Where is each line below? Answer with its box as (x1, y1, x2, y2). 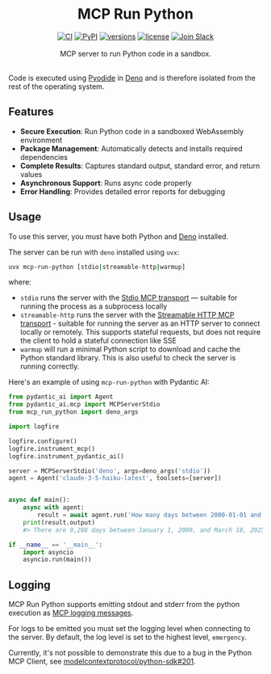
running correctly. (19, 361, 80, 372)
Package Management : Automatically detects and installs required (19, 143, 244, 154)
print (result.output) (23, 518, 95, 526)
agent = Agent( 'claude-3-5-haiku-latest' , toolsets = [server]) (8, 474, 222, 482)
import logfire (8, 423, 60, 431)
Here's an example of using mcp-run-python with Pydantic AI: (8, 377, 210, 387)
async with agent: (23, 503, 85, 512)
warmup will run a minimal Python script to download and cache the (19, 344, 240, 354)
